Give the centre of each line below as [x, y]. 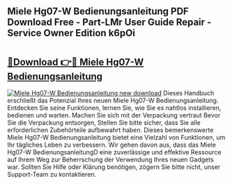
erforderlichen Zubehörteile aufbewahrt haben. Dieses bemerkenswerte [110, 130]
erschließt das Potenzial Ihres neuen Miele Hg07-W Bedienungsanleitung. [113, 100]
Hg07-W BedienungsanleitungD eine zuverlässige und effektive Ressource [114, 152]
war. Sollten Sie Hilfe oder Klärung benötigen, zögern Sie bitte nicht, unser [114, 167]
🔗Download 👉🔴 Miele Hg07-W [76, 62]
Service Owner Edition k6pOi [71, 33]
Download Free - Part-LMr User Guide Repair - [109, 23]
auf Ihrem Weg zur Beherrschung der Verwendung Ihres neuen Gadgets [110, 160]
